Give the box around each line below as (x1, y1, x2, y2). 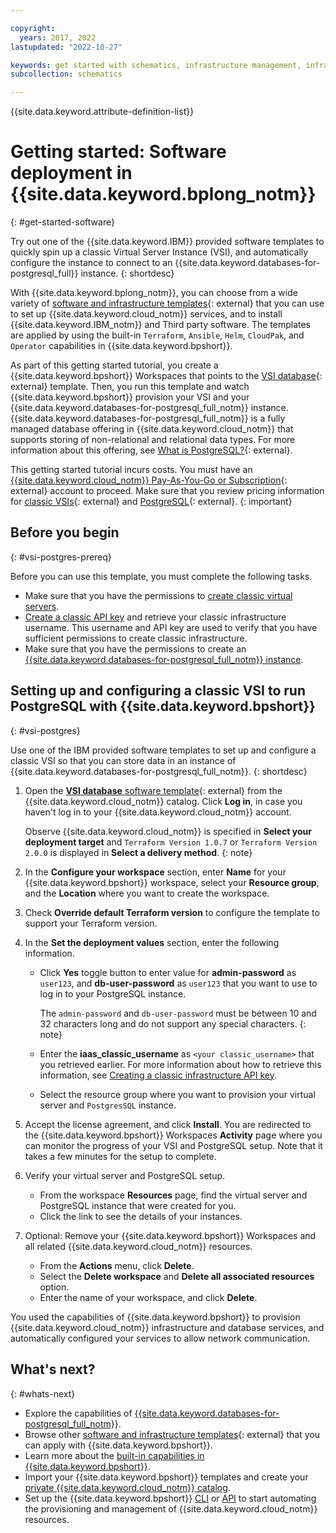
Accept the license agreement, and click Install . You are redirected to (24, 1118, 312, 1130)
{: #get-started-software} (10, 216, 115, 228)
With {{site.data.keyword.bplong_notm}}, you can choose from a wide (10, 287, 298, 299)
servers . (24, 600, 60, 612)
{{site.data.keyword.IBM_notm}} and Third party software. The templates (10, 319, 311, 331)
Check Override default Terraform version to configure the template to (24, 906, 320, 918)
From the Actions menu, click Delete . (39, 1259, 195, 1271)
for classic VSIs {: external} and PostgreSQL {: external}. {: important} (10, 496, 293, 508)
